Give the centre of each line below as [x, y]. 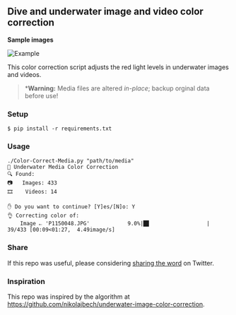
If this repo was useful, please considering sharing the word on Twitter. [111, 263]
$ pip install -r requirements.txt [60, 129]
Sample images [31, 40]
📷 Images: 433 [33, 183]
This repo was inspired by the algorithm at [69, 297]
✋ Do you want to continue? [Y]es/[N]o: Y [71, 207]
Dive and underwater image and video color [105, 12]
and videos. [24, 74]
